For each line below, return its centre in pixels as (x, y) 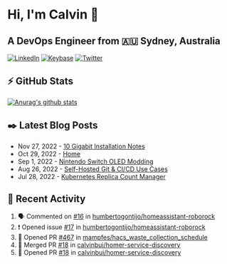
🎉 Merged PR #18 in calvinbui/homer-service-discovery (99, 245)
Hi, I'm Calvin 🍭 (53, 15)
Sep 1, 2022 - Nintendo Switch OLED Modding (85, 161)
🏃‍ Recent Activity (47, 199)
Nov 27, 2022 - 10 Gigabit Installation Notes (81, 146)
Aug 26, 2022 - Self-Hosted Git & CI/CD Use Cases (93, 169)
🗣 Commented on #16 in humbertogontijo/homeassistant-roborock (116, 216)
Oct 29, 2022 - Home (49, 153)
